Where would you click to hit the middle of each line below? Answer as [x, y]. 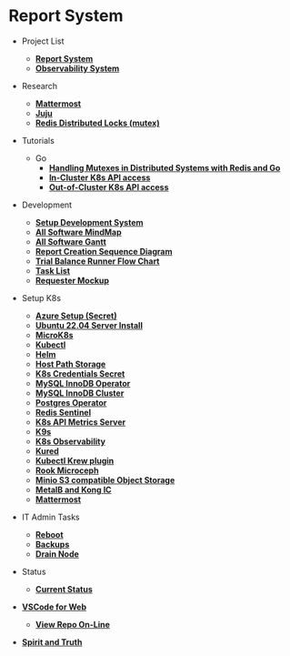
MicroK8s [54, 335]
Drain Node [57, 554]
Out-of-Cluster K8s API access [109, 187]
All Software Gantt [70, 241]
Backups [52, 544]
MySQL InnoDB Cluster [80, 393]
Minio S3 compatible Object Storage [105, 479]
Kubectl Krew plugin [75, 460]
